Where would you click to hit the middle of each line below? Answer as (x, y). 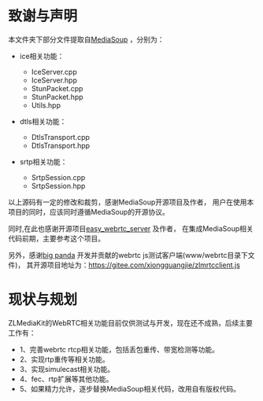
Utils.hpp (46, 105)
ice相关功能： (42, 56)
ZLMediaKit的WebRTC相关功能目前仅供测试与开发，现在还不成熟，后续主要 (131, 322)
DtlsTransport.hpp (61, 145)
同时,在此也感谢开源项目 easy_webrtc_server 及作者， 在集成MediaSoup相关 (131, 228)
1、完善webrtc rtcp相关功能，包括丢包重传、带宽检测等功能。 (119, 349)
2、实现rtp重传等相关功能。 (64, 359)
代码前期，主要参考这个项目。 (56, 238)
